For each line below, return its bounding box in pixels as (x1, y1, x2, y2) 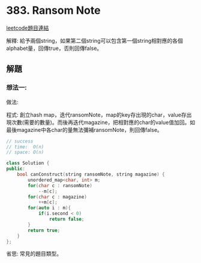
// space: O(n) (6, 149, 44, 155)
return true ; (28, 227, 61, 234)
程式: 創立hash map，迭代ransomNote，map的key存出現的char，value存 (6, 111, 187, 118)
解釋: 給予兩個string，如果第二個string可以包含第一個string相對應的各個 (6, 37, 183, 44)
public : (6, 166, 26, 172)
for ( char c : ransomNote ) (28, 182, 93, 188)
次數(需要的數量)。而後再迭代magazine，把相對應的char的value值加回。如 (11, 119, 196, 126)
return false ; (49, 216, 85, 222)
